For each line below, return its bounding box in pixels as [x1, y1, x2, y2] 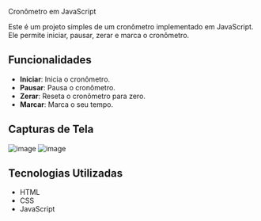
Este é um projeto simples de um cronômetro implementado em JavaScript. [8, 22, 254, 31]
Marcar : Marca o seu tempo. [19, 99, 113, 109]
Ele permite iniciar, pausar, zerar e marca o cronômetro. [8, 31, 190, 40]
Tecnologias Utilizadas [8, 166, 123, 181]
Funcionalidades [8, 53, 93, 67]
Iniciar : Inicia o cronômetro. [19, 74, 111, 84]
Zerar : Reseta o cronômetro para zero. [19, 91, 146, 101]
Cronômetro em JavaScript [8, 7, 96, 16]
